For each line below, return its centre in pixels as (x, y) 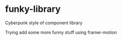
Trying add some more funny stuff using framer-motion (61, 32)
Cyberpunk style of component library (44, 23)
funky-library (33, 9)
